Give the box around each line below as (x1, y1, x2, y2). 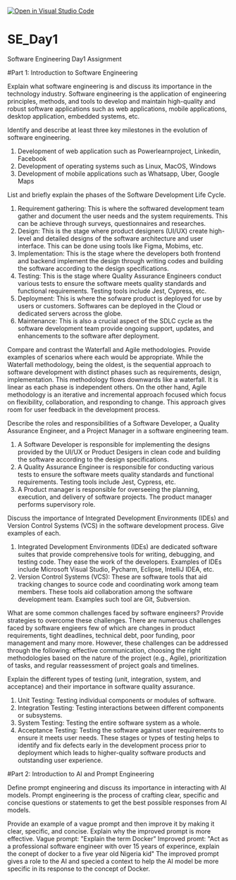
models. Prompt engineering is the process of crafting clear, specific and (7, 790, 219, 799)
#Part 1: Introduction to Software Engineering (7, 68, 138, 77)
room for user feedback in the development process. (7, 405, 161, 414)
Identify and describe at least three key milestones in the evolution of (7, 126, 208, 134)
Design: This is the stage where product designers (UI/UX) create (17, 227, 208, 235)
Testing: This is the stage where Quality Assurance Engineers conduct (17, 272, 222, 280)
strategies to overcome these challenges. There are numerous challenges (7, 616, 221, 625)
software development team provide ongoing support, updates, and (17, 324, 214, 332)
